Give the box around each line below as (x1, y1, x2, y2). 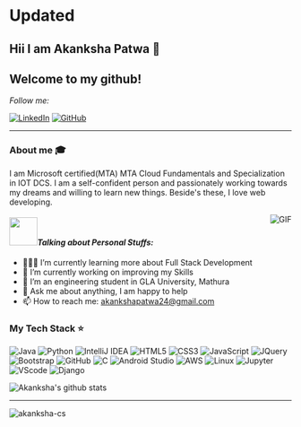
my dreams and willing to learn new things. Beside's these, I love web (9, 187, 266, 197)
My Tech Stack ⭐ (9, 322, 84, 335)
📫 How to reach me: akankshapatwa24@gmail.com (21, 295, 215, 306)
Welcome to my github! (9, 71, 142, 86)
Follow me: (9, 95, 49, 106)
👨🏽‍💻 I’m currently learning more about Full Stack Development (21, 257, 253, 267)
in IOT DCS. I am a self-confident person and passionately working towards (9, 177, 288, 188)
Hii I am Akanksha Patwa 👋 (9, 41, 160, 57)
